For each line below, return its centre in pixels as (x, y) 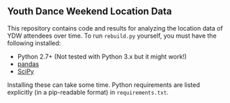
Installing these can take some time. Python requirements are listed (104, 85)
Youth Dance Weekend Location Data (90, 11)
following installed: (34, 43)
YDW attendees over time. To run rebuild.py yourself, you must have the (112, 35)
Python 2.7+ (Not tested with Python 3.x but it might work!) (102, 56)
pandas (28, 64)
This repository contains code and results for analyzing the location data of (115, 28)
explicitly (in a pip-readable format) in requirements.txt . (88, 92)
